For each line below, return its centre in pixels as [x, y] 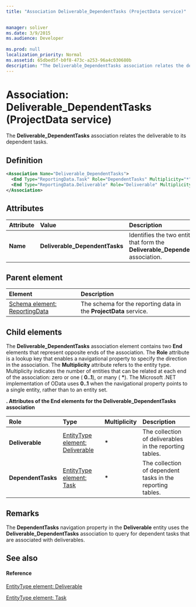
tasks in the [158, 478]
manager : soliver [27, 28]
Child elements [34, 332]
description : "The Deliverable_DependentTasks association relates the [95, 66]
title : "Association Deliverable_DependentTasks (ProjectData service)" [96, 11]
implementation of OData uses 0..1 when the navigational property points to [97, 384]
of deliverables [163, 439]
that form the [147, 242]
